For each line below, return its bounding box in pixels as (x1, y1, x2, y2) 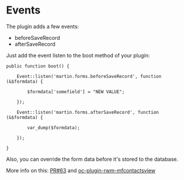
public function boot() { (6, 63, 69, 69)
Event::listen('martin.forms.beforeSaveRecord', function (16, 73, 162, 79)
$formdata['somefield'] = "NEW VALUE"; (27, 89, 125, 94)
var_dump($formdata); (27, 124, 81, 131)
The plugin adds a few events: (6, 23, 79, 30)
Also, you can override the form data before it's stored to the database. (6, 155, 179, 162)
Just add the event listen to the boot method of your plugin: (6, 52, 150, 59)
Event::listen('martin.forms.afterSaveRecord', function (16, 109, 159, 115)
